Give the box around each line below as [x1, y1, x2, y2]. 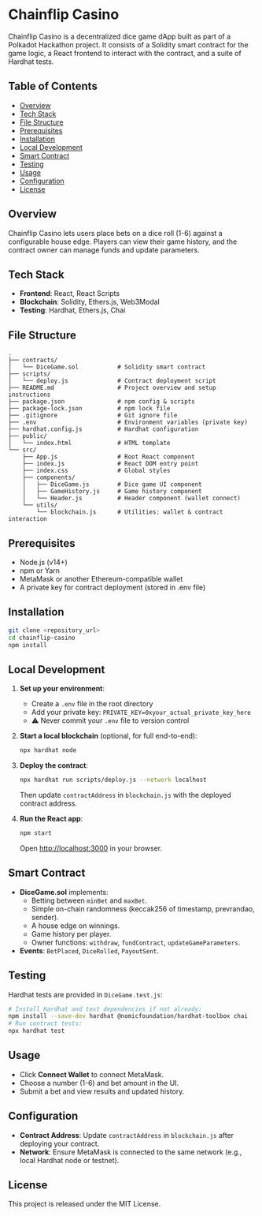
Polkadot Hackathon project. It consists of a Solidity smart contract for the [8, 39, 249, 49]
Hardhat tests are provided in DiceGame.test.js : [8, 990, 163, 999]
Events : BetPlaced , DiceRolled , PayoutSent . [19, 945, 159, 956]
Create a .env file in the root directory [31, 699, 153, 709]
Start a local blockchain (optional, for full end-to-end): [19, 731, 198, 741]
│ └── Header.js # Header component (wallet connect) [22, 495, 242, 503]
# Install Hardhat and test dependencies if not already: [8, 1005, 202, 1013]
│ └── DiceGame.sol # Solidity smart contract [8, 363, 206, 372]
